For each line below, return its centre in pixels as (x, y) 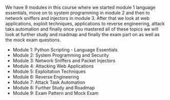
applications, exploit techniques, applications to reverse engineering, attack (85, 23)
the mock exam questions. (33, 40)
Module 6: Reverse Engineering (46, 77)
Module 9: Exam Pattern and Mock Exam (56, 93)
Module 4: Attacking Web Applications (53, 66)
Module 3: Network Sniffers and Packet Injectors (64, 60)
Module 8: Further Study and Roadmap (54, 88)
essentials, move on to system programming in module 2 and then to (78, 13)
